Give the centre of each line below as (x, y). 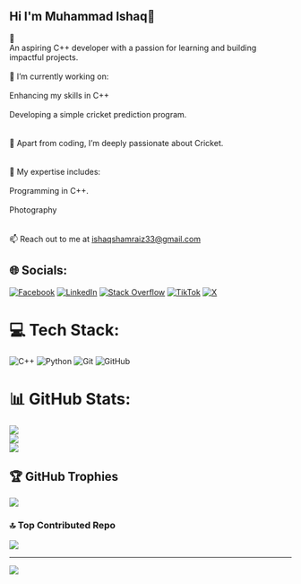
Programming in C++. (49, 190)
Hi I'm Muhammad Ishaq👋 (82, 17)
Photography (33, 209)
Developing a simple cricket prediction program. (98, 114)
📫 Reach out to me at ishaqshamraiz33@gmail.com (105, 239)
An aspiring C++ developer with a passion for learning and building (133, 48)
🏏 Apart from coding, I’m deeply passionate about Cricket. (116, 143)
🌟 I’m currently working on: (59, 76)
